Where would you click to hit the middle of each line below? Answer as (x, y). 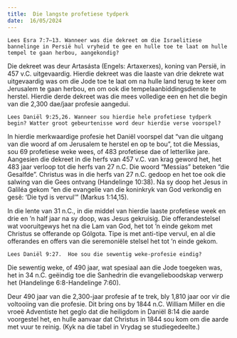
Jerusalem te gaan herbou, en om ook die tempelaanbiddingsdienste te (112, 88)
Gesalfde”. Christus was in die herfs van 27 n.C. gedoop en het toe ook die (117, 174)
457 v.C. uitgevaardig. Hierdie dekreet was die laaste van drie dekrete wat (116, 73)
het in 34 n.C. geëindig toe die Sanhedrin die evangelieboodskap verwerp (115, 275)
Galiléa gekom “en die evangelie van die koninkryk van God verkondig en (115, 189)
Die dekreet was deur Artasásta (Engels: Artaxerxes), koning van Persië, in (117, 66)
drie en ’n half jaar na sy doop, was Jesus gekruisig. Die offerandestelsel (114, 218)
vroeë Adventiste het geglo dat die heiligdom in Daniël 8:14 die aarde (108, 312)
